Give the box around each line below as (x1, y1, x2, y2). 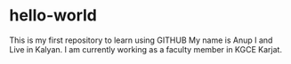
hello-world (9, 5, 98, 26)
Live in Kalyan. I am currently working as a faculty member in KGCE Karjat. (9, 44, 283, 54)
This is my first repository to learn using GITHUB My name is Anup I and (9, 35, 273, 45)
